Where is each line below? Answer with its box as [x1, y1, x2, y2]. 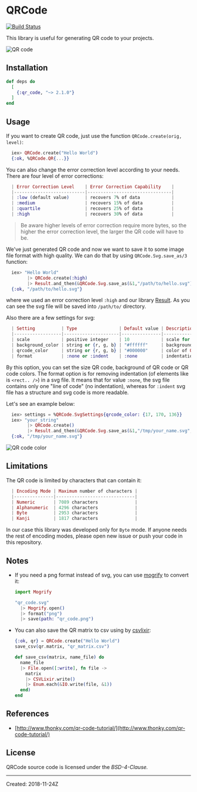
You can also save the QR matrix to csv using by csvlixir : [14, 627, 151, 634]
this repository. [6, 539, 43, 546]
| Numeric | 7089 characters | [11, 499, 138, 505]
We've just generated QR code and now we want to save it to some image [6, 246, 185, 253]
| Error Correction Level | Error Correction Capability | [11, 184, 175, 190]
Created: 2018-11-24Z [6, 780, 59, 787]
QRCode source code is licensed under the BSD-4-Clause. [6, 763, 148, 770]
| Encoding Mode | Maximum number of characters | [11, 488, 138, 494]
